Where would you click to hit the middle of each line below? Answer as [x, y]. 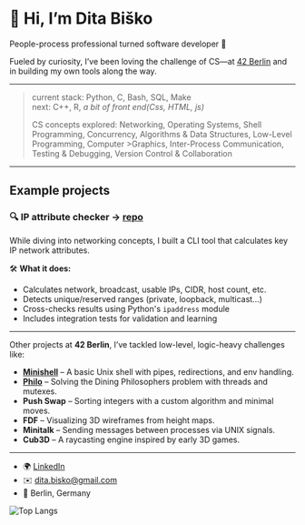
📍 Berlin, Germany [56, 493]
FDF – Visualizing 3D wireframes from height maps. [118, 420]
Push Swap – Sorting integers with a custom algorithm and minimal [148, 400]
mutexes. [39, 391]
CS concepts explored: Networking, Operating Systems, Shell [147, 124]
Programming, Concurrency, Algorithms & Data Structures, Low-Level [162, 134]
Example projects [60, 191]
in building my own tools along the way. [83, 71]
